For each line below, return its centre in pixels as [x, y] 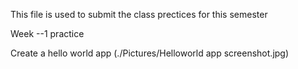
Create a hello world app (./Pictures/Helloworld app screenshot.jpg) [150, 53]
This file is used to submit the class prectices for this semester [139, 14]
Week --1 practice [47, 33]
